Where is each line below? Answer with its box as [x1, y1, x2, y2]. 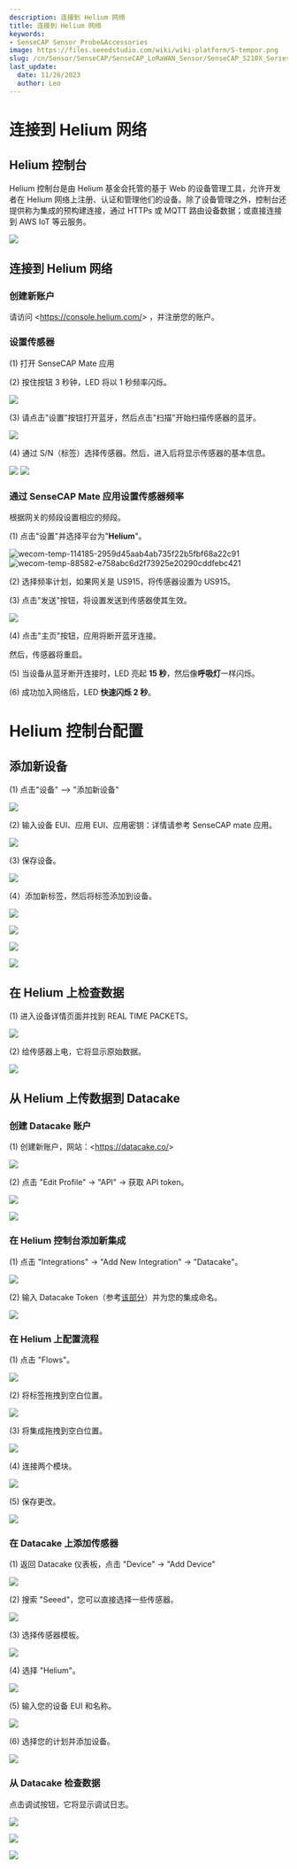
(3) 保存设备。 [9, 855, 61, 865]
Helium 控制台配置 [9, 721, 144, 741]
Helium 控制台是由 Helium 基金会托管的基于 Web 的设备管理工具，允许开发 [9, 182, 281, 193]
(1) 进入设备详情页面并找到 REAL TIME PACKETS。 [9, 1011, 193, 1021]
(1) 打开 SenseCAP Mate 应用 [9, 358, 115, 368]
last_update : [9, 63, 57, 72]
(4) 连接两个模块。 [9, 1461, 77, 1471]
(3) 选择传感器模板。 [9, 1630, 84, 1640]
